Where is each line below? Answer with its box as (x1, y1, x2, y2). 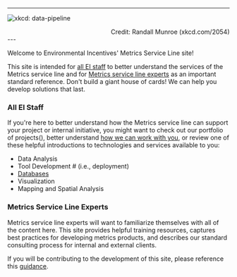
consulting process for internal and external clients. (7, 240, 157, 249)
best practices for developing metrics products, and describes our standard (7, 233, 228, 242)
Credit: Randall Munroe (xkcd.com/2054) (110, 27, 230, 36)
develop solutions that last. (7, 85, 86, 93)
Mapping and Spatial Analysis (17, 185, 104, 193)
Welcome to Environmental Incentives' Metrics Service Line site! (7, 49, 194, 57)
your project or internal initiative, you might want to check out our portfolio (7, 126, 224, 135)
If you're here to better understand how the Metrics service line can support (7, 118, 229, 127)
